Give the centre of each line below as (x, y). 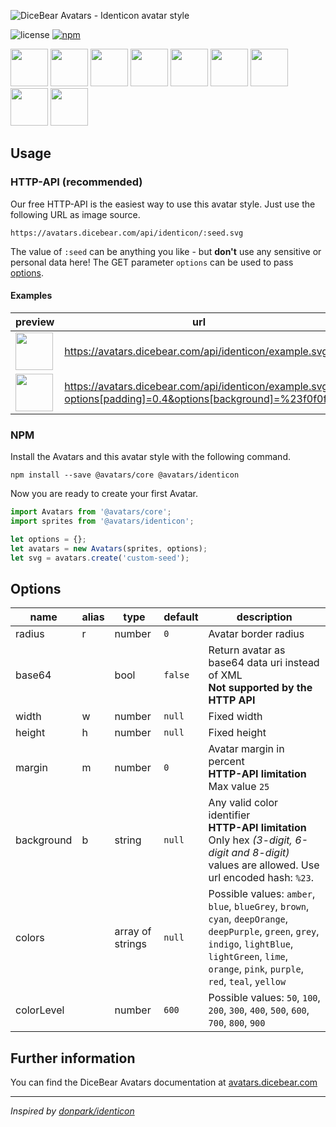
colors (30, 938)
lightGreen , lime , (248, 957)
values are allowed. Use (264, 865)
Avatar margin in (246, 749)
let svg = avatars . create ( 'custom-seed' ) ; (100, 558)
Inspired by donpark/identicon (72, 1111)
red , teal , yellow (247, 982)
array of (133, 932)
